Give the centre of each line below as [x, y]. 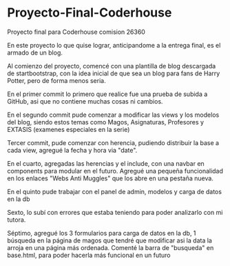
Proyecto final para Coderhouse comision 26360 [76, 32]
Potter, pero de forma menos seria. [56, 80]
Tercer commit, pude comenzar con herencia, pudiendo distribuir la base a [113, 142]
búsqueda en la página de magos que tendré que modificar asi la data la [109, 240]
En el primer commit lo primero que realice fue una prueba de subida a [107, 94]
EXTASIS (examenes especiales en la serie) [69, 129]
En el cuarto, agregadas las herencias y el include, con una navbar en [106, 163]
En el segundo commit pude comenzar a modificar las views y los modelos [113, 115]
